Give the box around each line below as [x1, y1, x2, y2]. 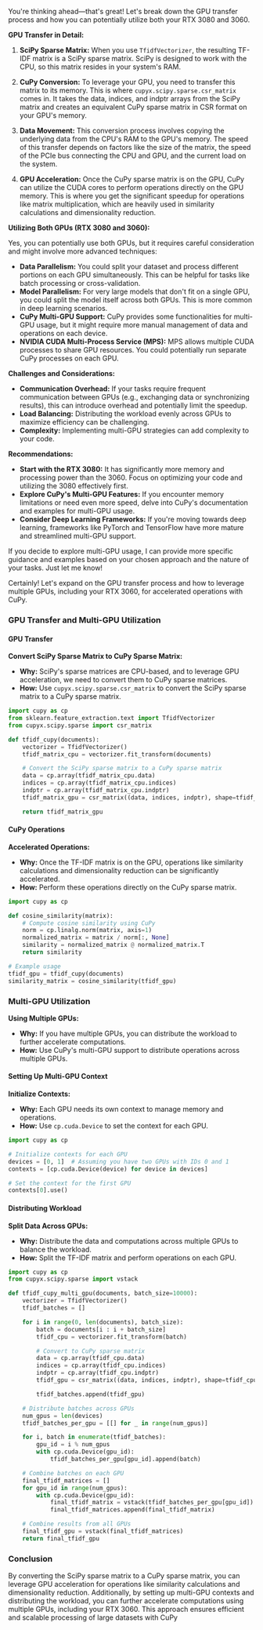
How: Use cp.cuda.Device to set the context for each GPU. [19, 1121, 209, 1131]
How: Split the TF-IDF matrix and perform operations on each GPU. [19, 1252, 237, 1263]
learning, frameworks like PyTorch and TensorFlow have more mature [19, 523, 244, 532]
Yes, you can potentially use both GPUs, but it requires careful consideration [8, 239, 254, 247]
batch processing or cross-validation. [19, 279, 141, 287]
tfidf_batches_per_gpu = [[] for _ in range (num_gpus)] [22, 1419, 209, 1427]
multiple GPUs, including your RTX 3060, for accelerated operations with [8, 587, 243, 596]
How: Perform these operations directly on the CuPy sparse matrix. [19, 883, 237, 892]
